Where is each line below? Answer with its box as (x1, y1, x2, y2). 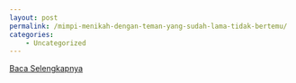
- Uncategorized (25, 38, 87, 48)
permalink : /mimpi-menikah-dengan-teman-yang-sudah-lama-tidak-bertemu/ (9, 22, 288, 31)
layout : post (9, 13, 58, 23)
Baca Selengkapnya (9, 63, 84, 74)
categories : (9, 30, 54, 39)
